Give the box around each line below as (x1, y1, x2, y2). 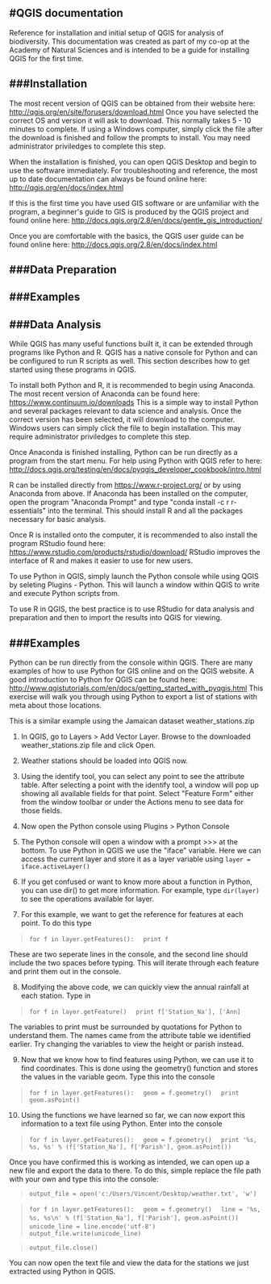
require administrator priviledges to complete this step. (9, 431, 192, 442)
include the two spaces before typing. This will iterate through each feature (9, 958, 260, 968)
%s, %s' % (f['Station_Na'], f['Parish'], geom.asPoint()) (28, 1143, 232, 1152)
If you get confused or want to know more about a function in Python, (20, 877, 253, 886)
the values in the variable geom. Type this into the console (20, 1072, 215, 1082)
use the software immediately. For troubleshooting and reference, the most (9, 165, 258, 175)
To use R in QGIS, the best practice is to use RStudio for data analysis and (9, 604, 255, 614)
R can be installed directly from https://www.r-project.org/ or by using (9, 480, 241, 490)
